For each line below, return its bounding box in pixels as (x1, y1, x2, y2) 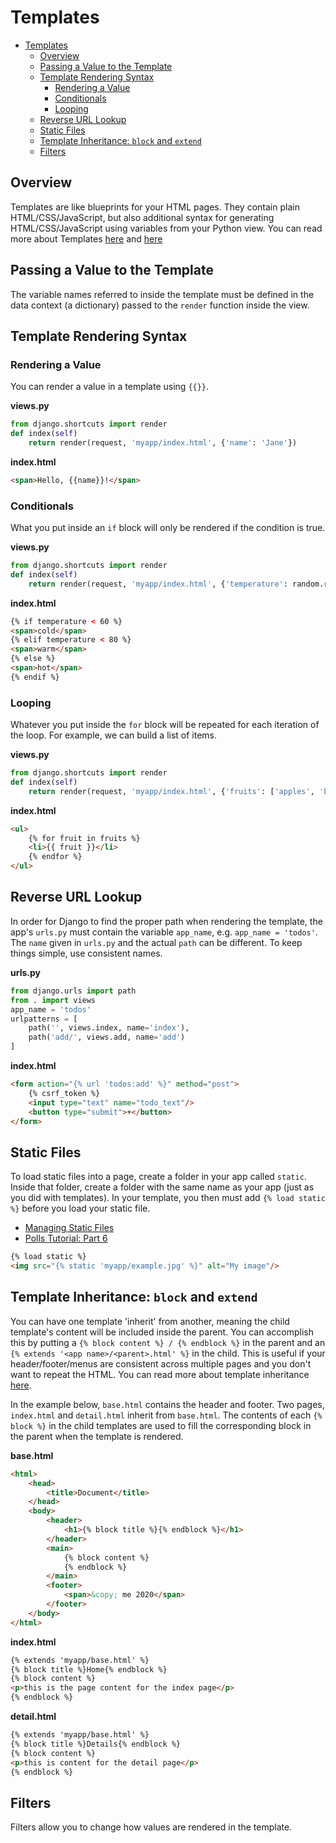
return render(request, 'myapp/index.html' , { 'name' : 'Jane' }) (28, 438, 298, 448)
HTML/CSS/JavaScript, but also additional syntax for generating (10, 211, 275, 223)
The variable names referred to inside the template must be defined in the (10, 288, 315, 300)
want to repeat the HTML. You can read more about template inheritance (10, 1368, 310, 1380)
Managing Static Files (24, 1222, 115, 1234)
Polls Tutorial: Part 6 (24, 1232, 108, 1245)
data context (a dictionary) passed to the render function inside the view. (10, 299, 310, 311)
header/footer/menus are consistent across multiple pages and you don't (10, 1357, 312, 1370)
